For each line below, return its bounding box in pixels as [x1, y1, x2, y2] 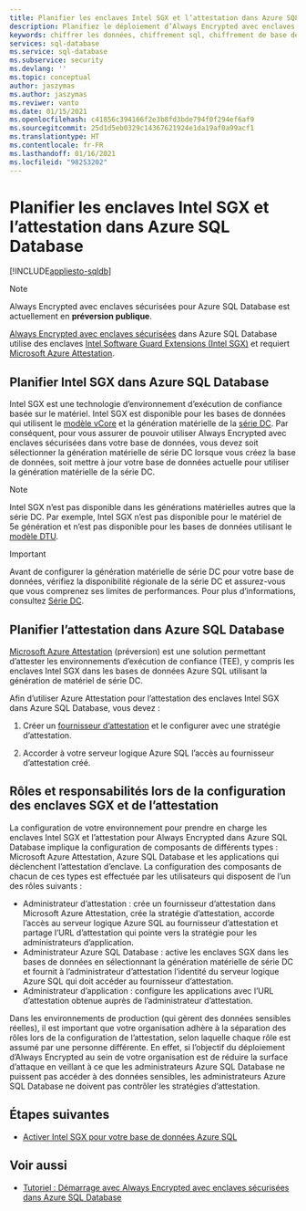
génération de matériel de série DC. [9, 675, 144, 686]
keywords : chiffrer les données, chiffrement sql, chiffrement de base [9, 30, 287, 39]
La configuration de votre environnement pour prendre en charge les [9, 822, 268, 833]
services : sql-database [9, 38, 100, 48]
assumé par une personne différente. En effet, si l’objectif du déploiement [9, 1041, 285, 1052]
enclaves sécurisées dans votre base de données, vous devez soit [9, 437, 259, 448]
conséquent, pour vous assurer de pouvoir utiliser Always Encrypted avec [9, 428, 287, 439]
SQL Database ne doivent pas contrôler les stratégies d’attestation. [9, 1081, 260, 1091]
